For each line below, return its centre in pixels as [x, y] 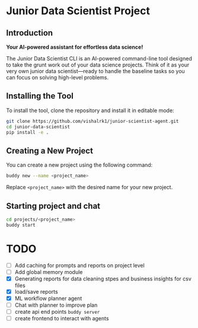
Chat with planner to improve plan [56, 305]
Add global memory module [49, 272]
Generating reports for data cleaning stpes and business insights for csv [103, 278]
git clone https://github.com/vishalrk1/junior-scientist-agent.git [92, 121]
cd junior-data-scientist [38, 127]
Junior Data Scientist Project [78, 11]
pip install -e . [28, 132]
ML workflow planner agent [48, 298]
